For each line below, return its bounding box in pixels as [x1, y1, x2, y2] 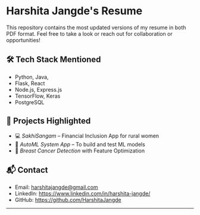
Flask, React [14, 79, 45, 87]
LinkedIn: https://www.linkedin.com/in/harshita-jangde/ [14, 190, 151, 197]
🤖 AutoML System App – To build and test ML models [14, 141, 146, 148]
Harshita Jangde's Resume [6, 4, 143, 18]
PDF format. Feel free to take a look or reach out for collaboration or [6, 30, 173, 37]
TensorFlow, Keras [14, 92, 61, 99]
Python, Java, [14, 73, 49, 80]
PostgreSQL [14, 98, 45, 105]
